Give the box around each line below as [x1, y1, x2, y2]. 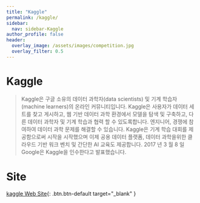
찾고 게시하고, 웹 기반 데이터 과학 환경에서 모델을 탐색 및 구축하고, [32, 110, 188, 118]
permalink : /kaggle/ [6, 15, 59, 21]
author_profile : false [6, 32, 64, 38]
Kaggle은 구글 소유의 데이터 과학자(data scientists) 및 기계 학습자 [21, 95, 178, 102]
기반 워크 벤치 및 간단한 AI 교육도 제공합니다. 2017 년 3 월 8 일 [37, 141, 185, 148]
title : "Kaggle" [6, 8, 47, 15]
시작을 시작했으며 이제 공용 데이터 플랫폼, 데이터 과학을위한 [47, 133, 187, 140]
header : [6, 37, 26, 43]
